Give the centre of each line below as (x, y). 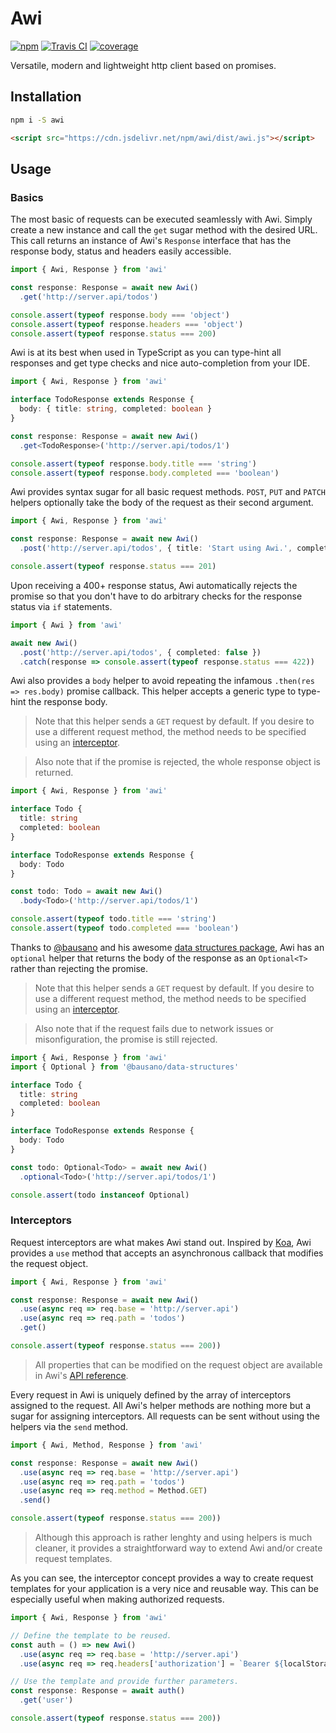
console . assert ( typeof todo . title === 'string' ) (113, 919)
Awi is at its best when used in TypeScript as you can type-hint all (146, 353)
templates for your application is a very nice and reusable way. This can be (164, 1589)
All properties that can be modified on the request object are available (178, 1364)
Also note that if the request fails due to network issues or (154, 1028)
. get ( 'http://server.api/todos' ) (89, 297)
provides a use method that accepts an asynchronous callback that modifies (167, 1253)
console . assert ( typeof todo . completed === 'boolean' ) (125, 928)
